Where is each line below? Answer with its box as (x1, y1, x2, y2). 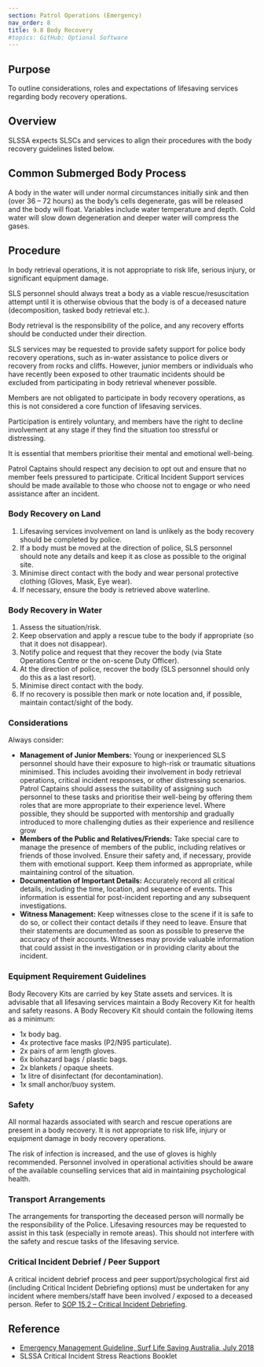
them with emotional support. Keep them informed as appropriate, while (19, 859, 253, 869)
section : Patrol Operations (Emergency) (8, 11, 143, 20)
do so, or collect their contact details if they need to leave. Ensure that (19, 918, 247, 928)
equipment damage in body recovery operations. (8, 1133, 167, 1143)
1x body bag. (19, 1029, 61, 1039)
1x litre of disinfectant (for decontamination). (19, 1071, 163, 1080)
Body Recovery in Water (8, 604, 102, 615)
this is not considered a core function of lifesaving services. (8, 401, 202, 410)
